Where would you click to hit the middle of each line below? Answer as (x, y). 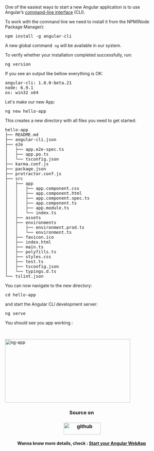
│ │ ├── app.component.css (42, 188)
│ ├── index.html (28, 242)
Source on (82, 412)
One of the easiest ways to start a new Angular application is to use (72, 7)
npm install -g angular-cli (38, 36)
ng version (18, 64)
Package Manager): (25, 27)
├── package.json (26, 169)
